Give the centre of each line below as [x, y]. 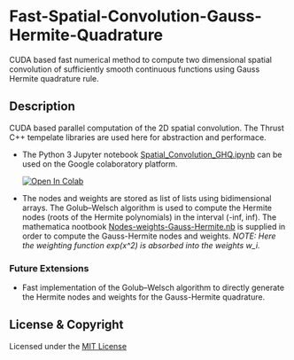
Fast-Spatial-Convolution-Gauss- [136, 16]
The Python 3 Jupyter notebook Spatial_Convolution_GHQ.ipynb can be [152, 154]
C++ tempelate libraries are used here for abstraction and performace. [138, 137]
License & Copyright [66, 325]
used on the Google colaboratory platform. [100, 164]
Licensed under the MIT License [68, 346]
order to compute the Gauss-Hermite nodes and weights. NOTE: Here [149, 236]
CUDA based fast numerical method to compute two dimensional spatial [141, 59]
